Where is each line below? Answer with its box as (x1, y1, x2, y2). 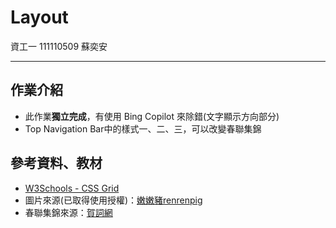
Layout (10, 6, 69, 29)
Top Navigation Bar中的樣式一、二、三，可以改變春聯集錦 (24, 122, 262, 135)
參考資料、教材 (10, 155, 103, 172)
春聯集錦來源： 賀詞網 (24, 206, 113, 218)
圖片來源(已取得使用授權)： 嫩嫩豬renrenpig (24, 194, 203, 206)
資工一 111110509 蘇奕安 (10, 40, 108, 52)
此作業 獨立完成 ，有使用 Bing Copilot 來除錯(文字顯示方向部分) (24, 110, 280, 122)
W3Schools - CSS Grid (24, 182, 120, 194)
